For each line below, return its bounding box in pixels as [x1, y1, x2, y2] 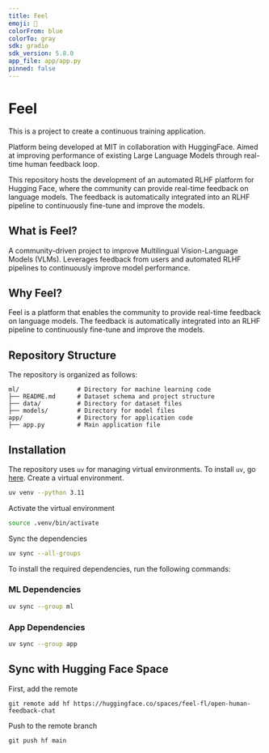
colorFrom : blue [8, 27, 63, 35]
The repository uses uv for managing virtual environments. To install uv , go [8, 464, 256, 474]
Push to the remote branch [8, 721, 98, 730]
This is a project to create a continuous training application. [8, 126, 206, 136]
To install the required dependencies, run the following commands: [8, 564, 231, 573]
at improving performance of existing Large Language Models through [8, 151, 242, 160]
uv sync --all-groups [8, 549, 82, 557]
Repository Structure [8, 348, 117, 362]
